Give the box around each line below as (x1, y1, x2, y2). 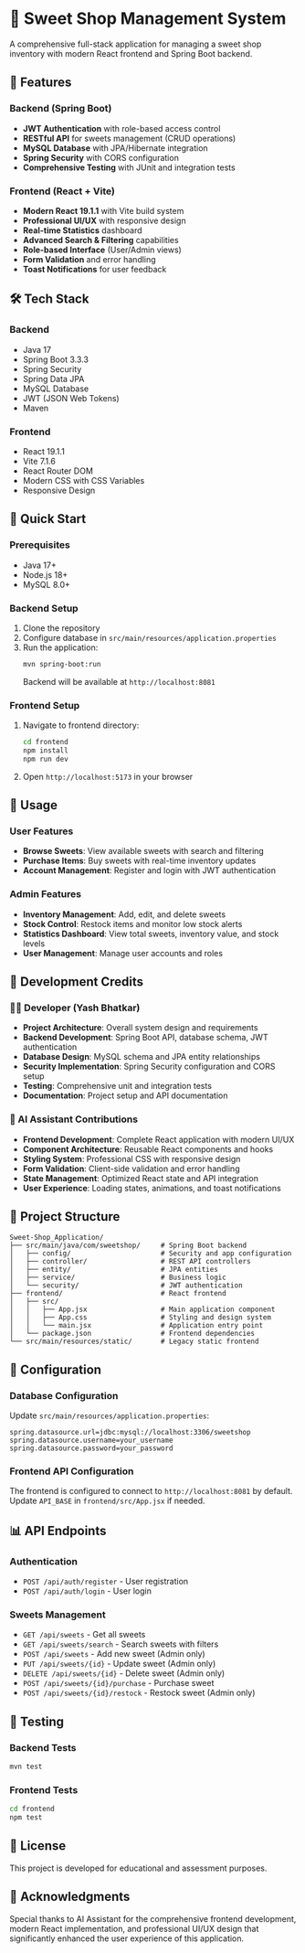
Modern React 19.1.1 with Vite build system (22, 205, 184, 216)
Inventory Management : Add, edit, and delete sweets (22, 909, 226, 920)
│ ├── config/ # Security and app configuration (9, 1249, 292, 1258)
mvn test (9, 1762, 43, 1772)
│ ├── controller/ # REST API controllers (9, 1257, 251, 1266)
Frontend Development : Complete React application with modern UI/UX (22, 1134, 295, 1145)
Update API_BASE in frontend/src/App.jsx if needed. (9, 1495, 205, 1507)
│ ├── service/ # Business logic (9, 1273, 226, 1283)
